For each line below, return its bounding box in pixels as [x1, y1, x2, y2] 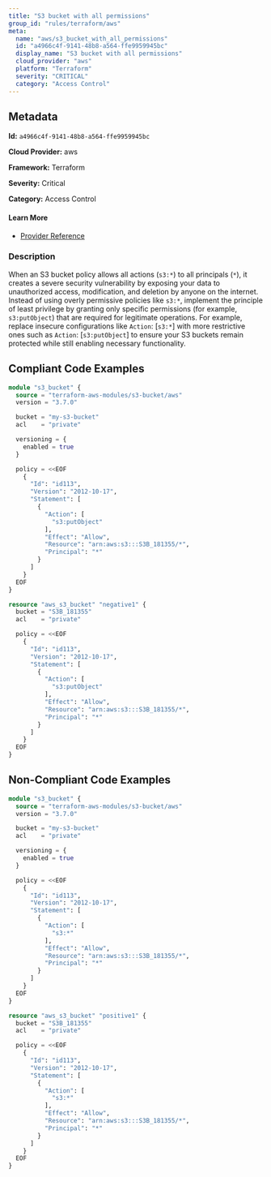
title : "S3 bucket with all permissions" [8, 11, 150, 20]
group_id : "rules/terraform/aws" [8, 19, 121, 28]
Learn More [8, 213, 49, 222]
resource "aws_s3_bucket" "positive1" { [8, 1012, 147, 1020]
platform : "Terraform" [15, 65, 92, 73]
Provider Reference [19, 230, 85, 240]
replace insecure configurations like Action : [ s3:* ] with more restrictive [8, 321, 246, 331]
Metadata [8, 110, 58, 123]
